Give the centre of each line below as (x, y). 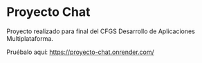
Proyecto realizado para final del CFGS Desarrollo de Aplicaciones (101, 31)
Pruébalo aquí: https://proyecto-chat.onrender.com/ (81, 52)
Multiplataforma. (30, 38)
